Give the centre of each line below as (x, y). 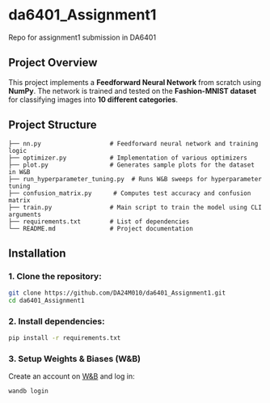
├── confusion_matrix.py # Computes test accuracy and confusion (130, 193)
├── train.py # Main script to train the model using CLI (135, 207)
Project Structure (53, 125)
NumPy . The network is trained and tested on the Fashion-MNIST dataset (133, 91)
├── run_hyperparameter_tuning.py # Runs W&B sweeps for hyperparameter (135, 179)
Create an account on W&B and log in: (72, 376)
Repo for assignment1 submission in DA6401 (82, 37)
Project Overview (53, 63)
